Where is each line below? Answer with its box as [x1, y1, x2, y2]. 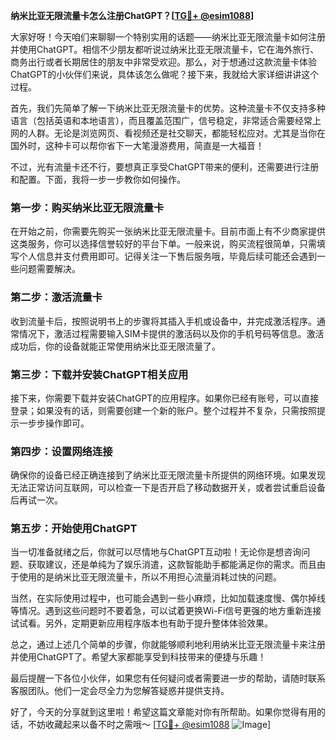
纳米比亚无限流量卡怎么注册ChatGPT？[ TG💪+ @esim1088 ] [10, 10, 255, 21]
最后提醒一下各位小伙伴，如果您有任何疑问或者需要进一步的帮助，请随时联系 [10, 672, 326, 684]
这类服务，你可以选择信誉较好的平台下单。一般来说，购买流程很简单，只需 [10, 238, 317, 250]
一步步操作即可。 [18, 417, 90, 429]
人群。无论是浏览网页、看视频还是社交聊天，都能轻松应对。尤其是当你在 [27, 127, 326, 139]
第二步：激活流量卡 [10, 290, 103, 304]
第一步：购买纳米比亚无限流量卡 [10, 200, 165, 214]
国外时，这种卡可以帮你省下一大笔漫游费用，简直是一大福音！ [10, 140, 265, 151]
